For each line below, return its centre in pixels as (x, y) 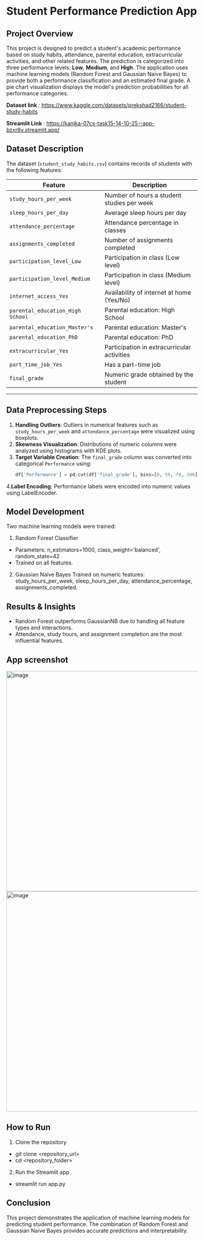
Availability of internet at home (148, 292)
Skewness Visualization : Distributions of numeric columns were (96, 444)
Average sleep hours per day (145, 213)
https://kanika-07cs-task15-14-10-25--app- (100, 123)
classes (115, 230)
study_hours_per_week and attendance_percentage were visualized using (105, 431)
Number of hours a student (143, 195)
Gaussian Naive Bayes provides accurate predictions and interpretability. (97, 1230)
